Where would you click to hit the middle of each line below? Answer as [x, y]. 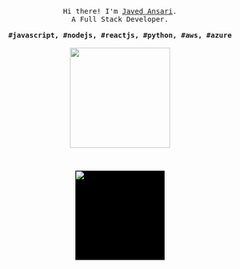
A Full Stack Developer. [120, 19]
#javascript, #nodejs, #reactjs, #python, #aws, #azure [120, 35]
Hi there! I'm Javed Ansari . [120, 11]
